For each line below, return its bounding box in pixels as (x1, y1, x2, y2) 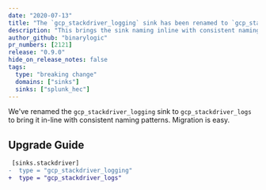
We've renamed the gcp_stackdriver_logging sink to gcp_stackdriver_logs (8, 107, 252, 116)
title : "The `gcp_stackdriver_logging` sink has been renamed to (8, 19, 228, 27)
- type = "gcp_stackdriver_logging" (8, 167, 133, 175)
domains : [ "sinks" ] (15, 78, 80, 85)
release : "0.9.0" (8, 48, 66, 56)
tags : (8, 63, 26, 71)
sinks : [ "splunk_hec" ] (15, 85, 90, 93)
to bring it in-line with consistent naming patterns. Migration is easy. (8, 116, 230, 125)
